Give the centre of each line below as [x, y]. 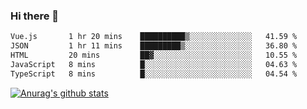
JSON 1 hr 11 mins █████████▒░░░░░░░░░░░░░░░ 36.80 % [154, 46]
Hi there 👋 [35, 16]
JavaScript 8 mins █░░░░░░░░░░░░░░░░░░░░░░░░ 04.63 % [154, 64]
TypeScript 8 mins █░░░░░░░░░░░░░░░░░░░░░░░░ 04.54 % [154, 74]
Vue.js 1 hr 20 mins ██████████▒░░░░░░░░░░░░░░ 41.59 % [154, 37]
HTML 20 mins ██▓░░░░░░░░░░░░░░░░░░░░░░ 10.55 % [154, 55]
